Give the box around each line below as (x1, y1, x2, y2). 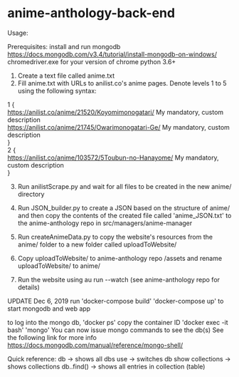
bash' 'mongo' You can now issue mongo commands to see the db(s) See (7, 326, 224, 334)
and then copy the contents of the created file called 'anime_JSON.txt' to (17, 211, 232, 220)
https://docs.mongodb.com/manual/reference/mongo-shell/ (7, 341, 184, 349)
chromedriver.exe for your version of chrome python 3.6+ (7, 57, 176, 66)
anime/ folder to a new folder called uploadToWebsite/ (17, 240, 177, 249)
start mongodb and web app (7, 304, 91, 313)
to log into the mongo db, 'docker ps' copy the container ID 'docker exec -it (7, 318, 229, 326)
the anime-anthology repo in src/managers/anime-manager (17, 219, 193, 227)
